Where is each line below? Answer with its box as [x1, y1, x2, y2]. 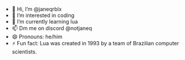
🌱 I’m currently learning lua [11, 18, 79, 25]
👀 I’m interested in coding [11, 12, 75, 19]
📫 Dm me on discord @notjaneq [11, 25, 92, 32]
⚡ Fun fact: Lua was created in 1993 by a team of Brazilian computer [11, 40, 180, 46]
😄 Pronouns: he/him [11, 33, 62, 40]
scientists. [11, 48, 37, 55]
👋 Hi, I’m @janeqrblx [11, 6, 62, 12]
